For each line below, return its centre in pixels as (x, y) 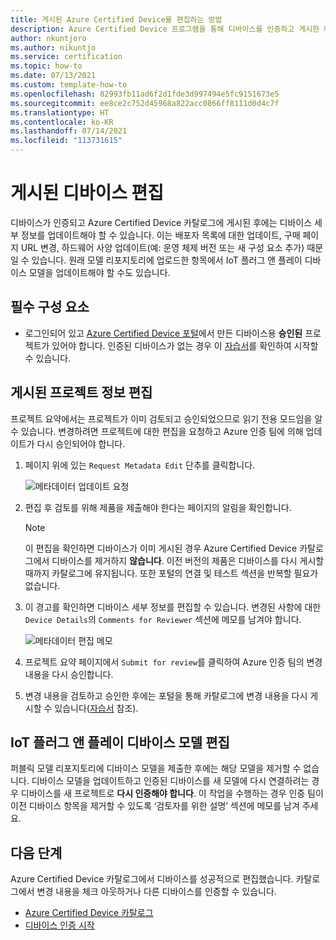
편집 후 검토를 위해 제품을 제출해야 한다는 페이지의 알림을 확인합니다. (158, 507)
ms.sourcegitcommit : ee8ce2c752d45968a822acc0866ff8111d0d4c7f (145, 103)
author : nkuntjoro (48, 38)
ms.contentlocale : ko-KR (62, 122)
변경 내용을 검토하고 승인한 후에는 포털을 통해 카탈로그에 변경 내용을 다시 (166, 695)
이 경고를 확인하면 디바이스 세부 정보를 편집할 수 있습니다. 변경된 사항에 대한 (173, 607)
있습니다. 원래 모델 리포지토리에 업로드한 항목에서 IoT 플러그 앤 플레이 (167, 260)
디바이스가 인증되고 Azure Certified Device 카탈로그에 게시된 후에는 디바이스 (161, 222)
